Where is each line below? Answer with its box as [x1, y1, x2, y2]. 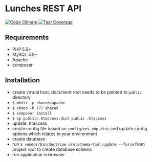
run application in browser [12, 151, 65, 157]
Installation [5, 76, 40, 85]
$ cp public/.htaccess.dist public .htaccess [12, 116, 107, 121]
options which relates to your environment [12, 131, 98, 137]
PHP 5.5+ [12, 46, 32, 52]
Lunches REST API [5, 3, 82, 14]
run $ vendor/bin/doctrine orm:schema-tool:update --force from [12, 141, 145, 147]
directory [12, 94, 31, 100]
